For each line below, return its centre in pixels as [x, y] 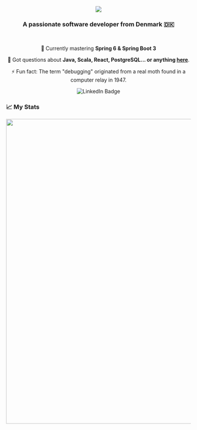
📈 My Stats [23, 107]
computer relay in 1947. [98, 80]
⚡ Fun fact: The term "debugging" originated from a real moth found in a [98, 72]
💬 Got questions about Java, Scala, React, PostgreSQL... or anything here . [98, 60]
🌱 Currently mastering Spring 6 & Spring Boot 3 [98, 48]
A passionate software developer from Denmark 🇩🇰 [98, 25]
